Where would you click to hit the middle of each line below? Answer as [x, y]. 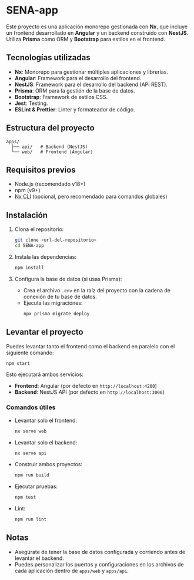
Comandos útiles [31, 407]
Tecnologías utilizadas [48, 57]
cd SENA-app [29, 246]
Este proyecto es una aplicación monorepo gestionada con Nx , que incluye [97, 27]
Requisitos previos [41, 169]
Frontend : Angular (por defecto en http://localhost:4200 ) [86, 386]
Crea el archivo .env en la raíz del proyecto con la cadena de [97, 290]
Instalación [27, 215]
